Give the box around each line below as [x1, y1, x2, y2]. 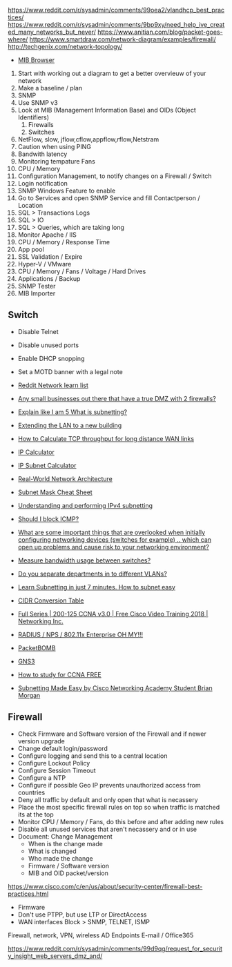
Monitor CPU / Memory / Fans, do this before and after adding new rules [17, 817, 224, 826]
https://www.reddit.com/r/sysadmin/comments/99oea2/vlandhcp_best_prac [8, 6, 225, 14]
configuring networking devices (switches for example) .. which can [17, 535, 212, 544]
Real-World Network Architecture [17, 474, 113, 482]
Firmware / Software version [28, 861, 110, 870]
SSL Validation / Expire [17, 253, 83, 261]
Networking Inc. [17, 617, 64, 625]
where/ [8, 35, 28, 43]
